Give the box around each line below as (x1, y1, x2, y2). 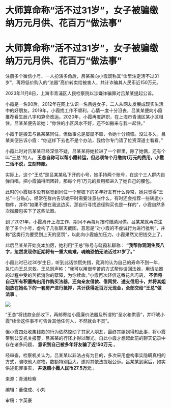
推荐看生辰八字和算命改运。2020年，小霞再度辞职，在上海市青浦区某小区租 (5, 114, 164, 120)
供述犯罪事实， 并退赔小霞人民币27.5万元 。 (5, 365, 98, 371)
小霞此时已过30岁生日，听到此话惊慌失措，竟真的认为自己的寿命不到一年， (5, 259, 163, 266)
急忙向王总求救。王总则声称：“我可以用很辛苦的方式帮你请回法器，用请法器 (5, 266, 164, 272)
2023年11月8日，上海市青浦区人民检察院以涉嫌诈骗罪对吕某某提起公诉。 (5, 90, 157, 97)
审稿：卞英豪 (5, 397, 32, 403)
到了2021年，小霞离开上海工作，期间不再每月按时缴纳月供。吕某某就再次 (5, 219, 158, 225)
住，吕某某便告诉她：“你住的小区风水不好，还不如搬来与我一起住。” (5, 120, 146, 126)
